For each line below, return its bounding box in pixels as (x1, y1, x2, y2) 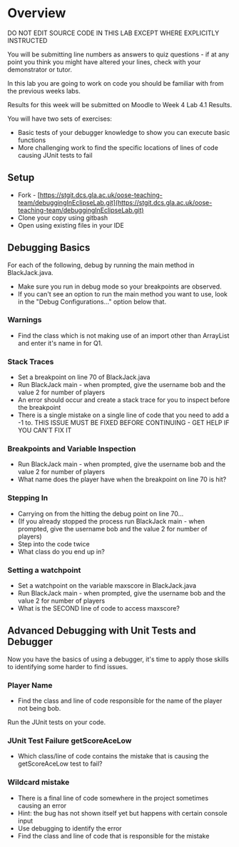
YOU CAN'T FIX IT (17, 426, 72, 435)
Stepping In (7, 493, 49, 503)
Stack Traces (7, 356, 54, 366)
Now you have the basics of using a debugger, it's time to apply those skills (7, 655, 230, 663)
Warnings (7, 315, 42, 325)
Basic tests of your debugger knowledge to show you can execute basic (17, 128, 230, 136)
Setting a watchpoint (7, 565, 81, 575)
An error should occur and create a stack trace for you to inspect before (17, 396, 230, 404)
